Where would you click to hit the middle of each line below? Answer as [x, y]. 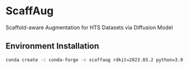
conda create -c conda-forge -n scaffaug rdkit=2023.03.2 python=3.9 [94, 60]
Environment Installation [52, 46]
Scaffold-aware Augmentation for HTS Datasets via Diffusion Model [89, 27]
